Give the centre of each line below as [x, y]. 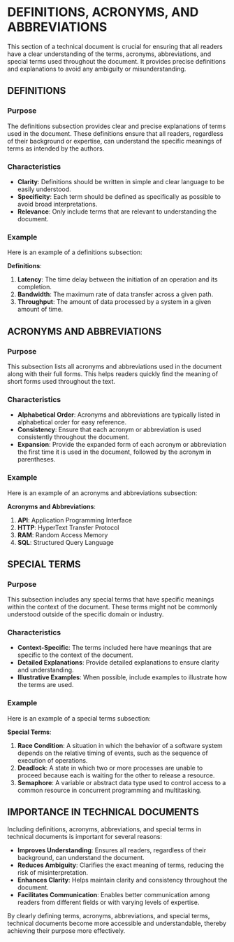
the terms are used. [45, 685]
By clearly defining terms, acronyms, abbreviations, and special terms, [109, 915]
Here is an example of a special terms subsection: [79, 718]
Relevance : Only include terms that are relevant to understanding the [117, 212]
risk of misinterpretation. [53, 872]
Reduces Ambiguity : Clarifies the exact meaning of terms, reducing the [121, 865]
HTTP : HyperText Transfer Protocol [68, 527]
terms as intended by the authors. [56, 148]
